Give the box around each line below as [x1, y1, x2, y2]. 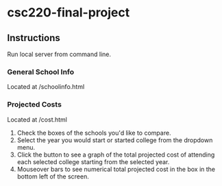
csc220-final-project [7, 5, 130, 21]
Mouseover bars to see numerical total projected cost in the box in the [16, 165, 216, 173]
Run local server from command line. [7, 50, 112, 58]
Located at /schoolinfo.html [7, 83, 85, 91]
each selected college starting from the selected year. [16, 157, 170, 165]
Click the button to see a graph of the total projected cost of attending [16, 150, 215, 159]
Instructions [7, 32, 60, 44]
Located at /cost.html [7, 115, 67, 124]
